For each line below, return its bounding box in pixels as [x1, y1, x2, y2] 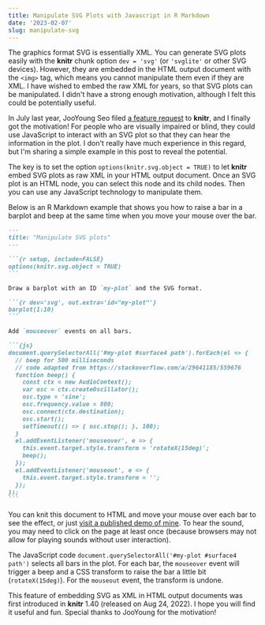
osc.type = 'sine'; [22, 393, 87, 401]
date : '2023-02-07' [8, 19, 73, 27]
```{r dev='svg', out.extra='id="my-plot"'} [8, 298, 157, 306]
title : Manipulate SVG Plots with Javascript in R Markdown [8, 11, 211, 20]
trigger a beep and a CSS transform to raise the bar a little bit [8, 567, 207, 577]
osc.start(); [22, 415, 65, 423]
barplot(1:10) [8, 305, 55, 314]
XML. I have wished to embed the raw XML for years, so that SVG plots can [8, 81, 253, 91]
